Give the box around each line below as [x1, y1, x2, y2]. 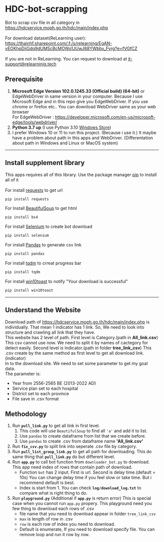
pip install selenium [5, 233, 49, 238]
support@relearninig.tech [5, 61, 57, 67]
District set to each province [12, 390, 69, 396]
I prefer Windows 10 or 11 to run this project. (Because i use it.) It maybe [12, 129, 157, 135]
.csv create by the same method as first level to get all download [5, 350, 135, 356]
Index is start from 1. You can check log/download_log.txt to [19, 485, 142, 491]
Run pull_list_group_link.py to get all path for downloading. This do [12, 449, 152, 455]
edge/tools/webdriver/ [12, 119, 58, 125]
